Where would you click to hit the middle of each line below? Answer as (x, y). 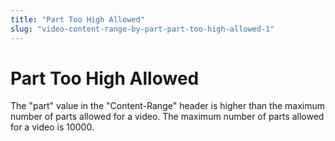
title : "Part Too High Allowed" (77, 19)
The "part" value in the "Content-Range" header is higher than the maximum (167, 106)
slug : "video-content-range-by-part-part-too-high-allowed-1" (142, 29)
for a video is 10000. (52, 127)
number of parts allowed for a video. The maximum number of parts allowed (167, 117)
